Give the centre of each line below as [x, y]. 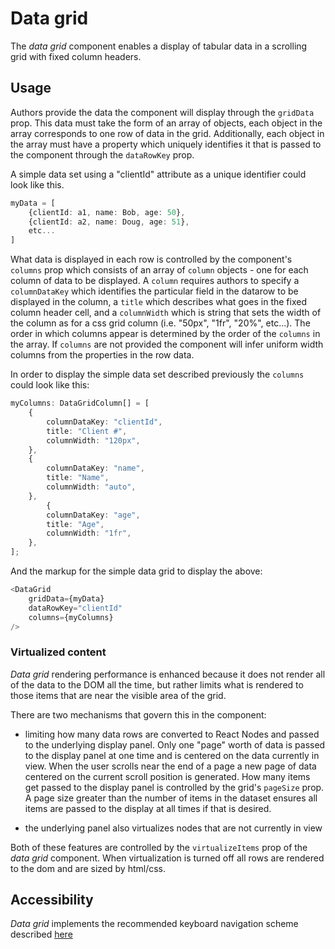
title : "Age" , [75, 524]
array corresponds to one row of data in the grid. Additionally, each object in [167, 133]
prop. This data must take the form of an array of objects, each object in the [166, 123]
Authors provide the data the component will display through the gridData [162, 112]
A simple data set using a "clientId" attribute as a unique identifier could [158, 174]
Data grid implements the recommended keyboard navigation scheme [154, 924]
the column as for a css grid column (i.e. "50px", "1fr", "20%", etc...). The [160, 323]
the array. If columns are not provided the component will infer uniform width [167, 344]
